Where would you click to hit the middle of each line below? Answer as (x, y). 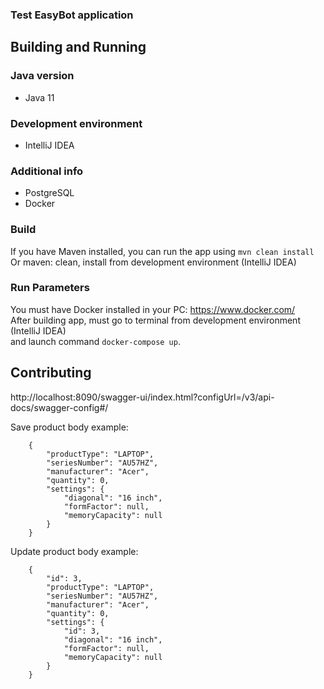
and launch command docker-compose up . (95, 341)
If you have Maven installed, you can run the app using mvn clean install (162, 251)
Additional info (47, 171)
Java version (42, 76)
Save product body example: (69, 427)
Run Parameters (50, 288)
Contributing (51, 373)
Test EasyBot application (72, 15)
